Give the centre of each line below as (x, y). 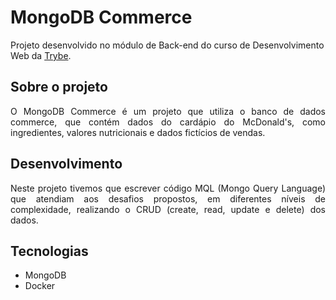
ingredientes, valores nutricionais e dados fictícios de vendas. (138, 132)
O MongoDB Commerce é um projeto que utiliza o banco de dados (168, 111)
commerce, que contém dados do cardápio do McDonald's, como (168, 122)
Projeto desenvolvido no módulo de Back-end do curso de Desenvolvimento (167, 45)
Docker (40, 286)
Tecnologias (49, 251)
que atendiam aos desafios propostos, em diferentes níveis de (168, 198)
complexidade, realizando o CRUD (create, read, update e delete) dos (168, 209)
